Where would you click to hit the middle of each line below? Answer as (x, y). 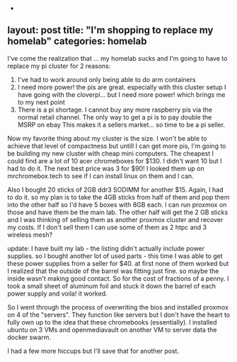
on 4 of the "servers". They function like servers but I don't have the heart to (119, 315)
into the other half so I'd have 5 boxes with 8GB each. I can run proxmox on (117, 204)
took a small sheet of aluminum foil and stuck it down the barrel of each (112, 286)
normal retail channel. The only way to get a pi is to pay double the (115, 117)
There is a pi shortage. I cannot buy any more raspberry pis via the (115, 110)
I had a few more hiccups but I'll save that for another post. (93, 351)
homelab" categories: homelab (77, 41)
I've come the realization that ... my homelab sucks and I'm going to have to (117, 58)
